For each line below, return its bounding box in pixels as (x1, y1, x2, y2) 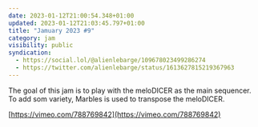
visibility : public (8, 42, 74, 50)
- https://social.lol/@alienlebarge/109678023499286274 (15, 57, 206, 65)
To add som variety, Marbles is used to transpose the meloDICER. (8, 93, 225, 104)
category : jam (8, 34, 56, 42)
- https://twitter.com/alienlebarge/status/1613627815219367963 (15, 64, 235, 72)
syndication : (8, 49, 52, 57)
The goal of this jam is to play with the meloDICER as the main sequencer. (8, 85, 252, 95)
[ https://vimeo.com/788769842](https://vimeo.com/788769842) (8, 109, 221, 119)
